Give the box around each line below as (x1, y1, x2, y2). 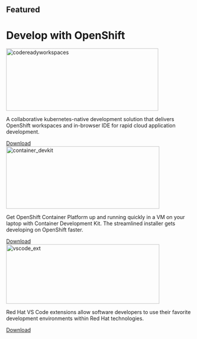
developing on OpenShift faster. (6, 226, 84, 233)
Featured (6, 5, 40, 15)
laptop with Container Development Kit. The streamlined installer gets (6, 220, 176, 227)
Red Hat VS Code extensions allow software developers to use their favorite (6, 309, 191, 316)
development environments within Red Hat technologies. (6, 315, 144, 322)
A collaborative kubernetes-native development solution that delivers (6, 116, 175, 123)
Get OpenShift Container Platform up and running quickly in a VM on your (6, 214, 185, 221)
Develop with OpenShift (6, 28, 125, 42)
